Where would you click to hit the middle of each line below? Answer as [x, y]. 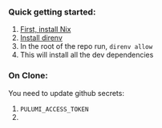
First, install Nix [45, 30]
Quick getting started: [52, 12]
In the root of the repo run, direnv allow [86, 46]
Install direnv [41, 38]
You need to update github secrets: [66, 93]
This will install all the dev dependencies [87, 55]
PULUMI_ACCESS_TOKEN [54, 109]
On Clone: [28, 76]
